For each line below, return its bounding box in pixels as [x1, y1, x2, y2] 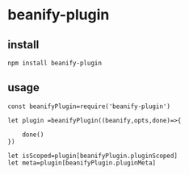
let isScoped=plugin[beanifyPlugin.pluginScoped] [7, 152, 178, 160]
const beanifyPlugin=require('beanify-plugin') [7, 102, 171, 110]
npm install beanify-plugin [7, 59, 103, 67]
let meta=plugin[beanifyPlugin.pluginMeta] [7, 159, 157, 167]
